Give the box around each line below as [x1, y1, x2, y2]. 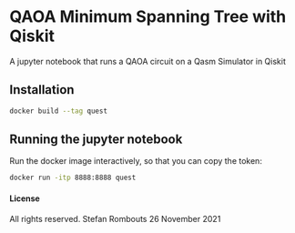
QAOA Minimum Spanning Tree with [9, 6, 287, 27]
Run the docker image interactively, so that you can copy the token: [9, 156, 262, 167]
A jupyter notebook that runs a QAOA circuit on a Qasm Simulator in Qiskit [9, 56, 287, 66]
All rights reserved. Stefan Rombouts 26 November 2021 [9, 213, 221, 224]
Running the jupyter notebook [9, 132, 183, 147]
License [9, 193, 41, 204]
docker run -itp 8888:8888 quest [9, 173, 137, 183]
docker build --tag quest [9, 106, 107, 116]
